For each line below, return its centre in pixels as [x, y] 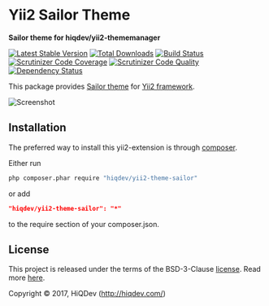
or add [20, 194]
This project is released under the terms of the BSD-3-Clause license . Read [135, 269]
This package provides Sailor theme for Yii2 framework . [102, 86]
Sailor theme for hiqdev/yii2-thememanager [85, 37]
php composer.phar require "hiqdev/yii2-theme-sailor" [103, 178]
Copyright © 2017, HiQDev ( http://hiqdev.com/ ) [87, 294]
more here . [27, 278]
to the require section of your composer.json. [84, 224]
